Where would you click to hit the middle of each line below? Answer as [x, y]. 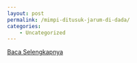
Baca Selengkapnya [35, 52]
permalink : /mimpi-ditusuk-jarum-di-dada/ [68, 20]
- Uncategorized [43, 33]
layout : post [26, 13]
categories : [24, 26]
